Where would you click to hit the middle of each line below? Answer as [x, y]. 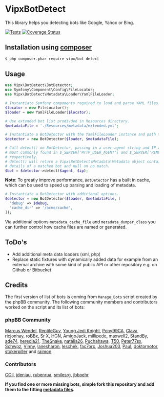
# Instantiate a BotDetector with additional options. [62, 194]
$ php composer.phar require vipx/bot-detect [52, 59]
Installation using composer [48, 47]
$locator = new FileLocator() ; [37, 108]
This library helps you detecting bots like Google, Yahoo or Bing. [70, 23]
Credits [17, 285]
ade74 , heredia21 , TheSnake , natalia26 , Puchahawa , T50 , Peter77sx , [74, 341]
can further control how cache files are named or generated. [66, 227]
